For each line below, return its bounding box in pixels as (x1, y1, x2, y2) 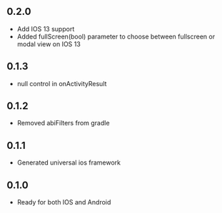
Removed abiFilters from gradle (16, 119, 110, 128)
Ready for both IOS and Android (16, 198, 111, 207)
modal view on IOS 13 (16, 39, 81, 48)
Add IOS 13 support (16, 24, 75, 33)
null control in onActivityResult (16, 79, 107, 88)
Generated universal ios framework (16, 158, 121, 167)
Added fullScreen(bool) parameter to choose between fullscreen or (16, 32, 216, 41)
